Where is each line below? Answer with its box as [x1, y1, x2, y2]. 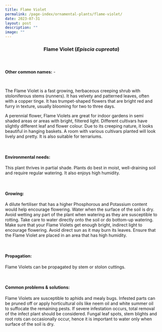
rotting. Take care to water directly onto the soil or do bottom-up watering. [5, 217, 154, 223]
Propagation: [5, 253, 32, 258]
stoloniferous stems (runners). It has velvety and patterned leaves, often [5, 93, 149, 99]
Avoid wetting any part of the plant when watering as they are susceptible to [5, 212, 158, 218]
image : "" [5, 30, 25, 35]
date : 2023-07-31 [5, 16, 40, 21]
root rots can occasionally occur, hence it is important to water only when [5, 316, 152, 322]
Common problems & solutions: [5, 284, 70, 290]
